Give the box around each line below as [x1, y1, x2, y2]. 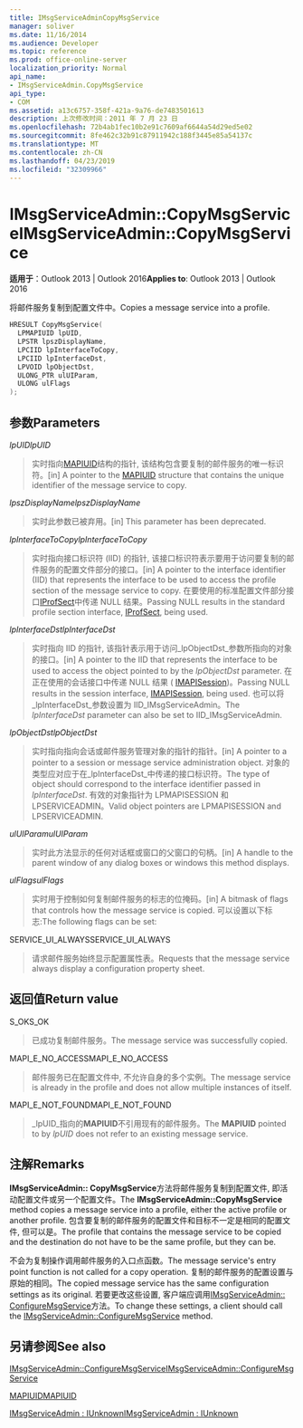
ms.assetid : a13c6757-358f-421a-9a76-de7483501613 [9, 106, 204, 115]
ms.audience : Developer [9, 38, 99, 48]
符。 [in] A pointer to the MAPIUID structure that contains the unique [31, 470, 285, 480]
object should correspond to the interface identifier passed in [31, 779, 260, 789]
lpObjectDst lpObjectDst [9, 727, 98, 738]
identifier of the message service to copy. [31, 480, 187, 490]
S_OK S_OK [9, 1016, 50, 1027]
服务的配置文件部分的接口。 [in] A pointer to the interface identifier [39, 564, 287, 575]
